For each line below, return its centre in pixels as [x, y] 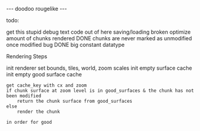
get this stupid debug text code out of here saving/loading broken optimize [99, 32]
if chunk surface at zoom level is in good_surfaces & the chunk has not [100, 91]
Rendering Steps [27, 56]
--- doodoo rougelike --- [37, 9]
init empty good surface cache [44, 74]
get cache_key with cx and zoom [46, 85]
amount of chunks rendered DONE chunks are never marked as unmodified [99, 38]
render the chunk [39, 112]
